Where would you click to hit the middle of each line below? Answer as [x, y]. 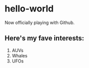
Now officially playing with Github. [40, 22]
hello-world [29, 9]
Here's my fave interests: [44, 38]
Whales [20, 55]
